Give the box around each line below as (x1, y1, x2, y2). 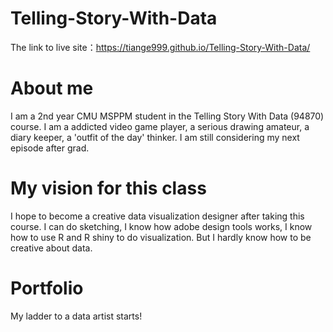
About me (10, 77, 94, 100)
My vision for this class (10, 177, 207, 200)
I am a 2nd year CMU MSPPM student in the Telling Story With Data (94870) (10, 110, 325, 122)
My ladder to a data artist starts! (10, 310, 143, 322)
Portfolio (10, 277, 84, 299)
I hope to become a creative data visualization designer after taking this (10, 210, 305, 222)
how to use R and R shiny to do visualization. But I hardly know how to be (10, 231, 312, 243)
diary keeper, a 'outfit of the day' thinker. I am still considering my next (10, 131, 300, 143)
